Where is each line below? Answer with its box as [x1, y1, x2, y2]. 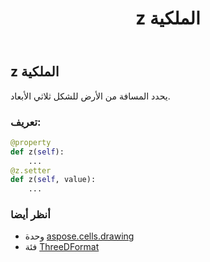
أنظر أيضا [10, 208, 51, 222]
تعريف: [10, 115, 42, 129]
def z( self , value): [10, 175, 97, 185]
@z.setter [10, 165, 52, 176]
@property [10, 137, 52, 147]
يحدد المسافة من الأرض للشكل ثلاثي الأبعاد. [10, 90, 171, 102]
